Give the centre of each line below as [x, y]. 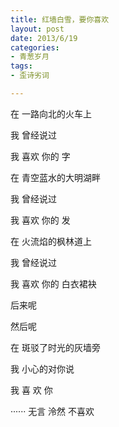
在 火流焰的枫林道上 [51, 241]
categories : [35, 47]
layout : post [37, 29]
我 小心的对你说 [42, 368]
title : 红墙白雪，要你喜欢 [60, 19]
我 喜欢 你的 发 [40, 220]
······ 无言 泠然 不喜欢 [52, 411]
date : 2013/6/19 [44, 38]
